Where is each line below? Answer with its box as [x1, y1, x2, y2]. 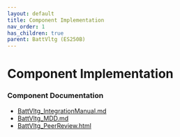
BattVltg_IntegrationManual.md [17, 106, 107, 115]
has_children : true [7, 29, 64, 37]
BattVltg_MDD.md [17, 114, 69, 122]
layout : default [7, 10, 54, 17]
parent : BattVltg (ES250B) [7, 36, 86, 43]
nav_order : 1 [7, 23, 45, 30]
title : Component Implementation [7, 17, 105, 24]
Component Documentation [7, 91, 104, 101]
